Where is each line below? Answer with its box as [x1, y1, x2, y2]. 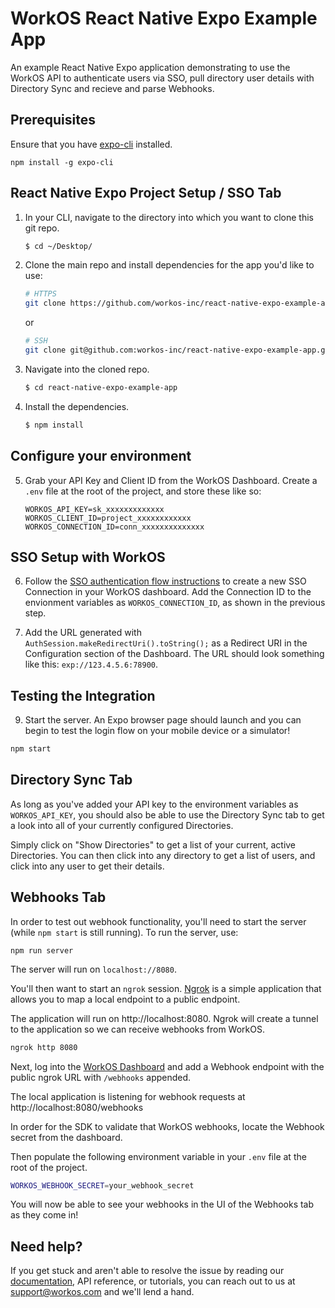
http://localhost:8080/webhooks [10, 1101, 144, 1113]
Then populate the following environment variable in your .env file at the [10, 1150, 307, 1162]
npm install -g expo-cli [10, 157, 114, 167]
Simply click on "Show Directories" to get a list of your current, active [10, 838, 297, 851]
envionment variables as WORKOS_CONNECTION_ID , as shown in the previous [24, 597, 326, 609]
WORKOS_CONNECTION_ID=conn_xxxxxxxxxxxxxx [24, 522, 205, 532]
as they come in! [10, 1209, 79, 1221]
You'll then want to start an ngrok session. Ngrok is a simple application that [10, 982, 322, 994]
